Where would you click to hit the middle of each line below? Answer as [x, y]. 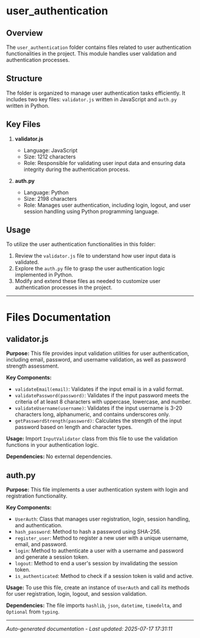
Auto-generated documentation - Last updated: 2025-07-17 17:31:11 [89, 629]
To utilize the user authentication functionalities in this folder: [81, 244]
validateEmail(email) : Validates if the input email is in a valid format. [99, 389]
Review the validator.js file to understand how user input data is [95, 256]
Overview [25, 33]
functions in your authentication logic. [53, 445]
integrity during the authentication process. [77, 169]
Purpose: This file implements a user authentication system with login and [97, 490]
